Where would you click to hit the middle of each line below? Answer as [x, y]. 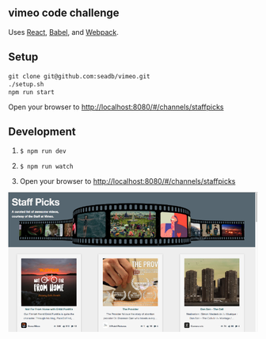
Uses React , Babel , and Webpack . [63, 32]
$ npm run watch [46, 167]
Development [42, 132]
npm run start [32, 92]
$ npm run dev [43, 151]
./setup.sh [26, 84]
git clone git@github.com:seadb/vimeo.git [79, 76]
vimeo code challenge [64, 13]
